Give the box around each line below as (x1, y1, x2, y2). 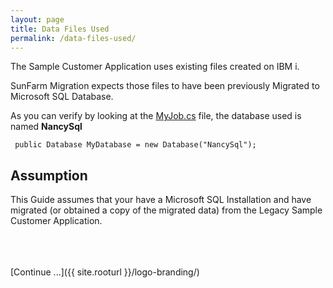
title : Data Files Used (10, 24, 110, 34)
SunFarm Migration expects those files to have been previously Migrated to (10, 80, 320, 92)
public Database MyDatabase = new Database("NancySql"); (14, 140, 257, 150)
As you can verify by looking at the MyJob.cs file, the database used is (10, 110, 302, 122)
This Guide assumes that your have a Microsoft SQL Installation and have (10, 194, 312, 206)
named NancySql (10, 121, 83, 133)
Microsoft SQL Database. (10, 91, 114, 103)
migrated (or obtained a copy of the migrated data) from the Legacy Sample (10, 204, 323, 216)
